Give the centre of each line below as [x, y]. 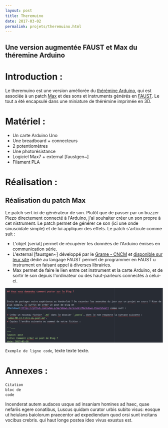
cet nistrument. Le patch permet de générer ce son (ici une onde [72, 223]
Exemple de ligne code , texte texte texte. [47, 350]
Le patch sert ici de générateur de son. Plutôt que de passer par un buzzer [82, 212]
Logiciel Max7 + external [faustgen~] [50, 156]
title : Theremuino [24, 16]
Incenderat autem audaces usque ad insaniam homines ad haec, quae [77, 404]
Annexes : [26, 371]
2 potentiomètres [30, 146]
